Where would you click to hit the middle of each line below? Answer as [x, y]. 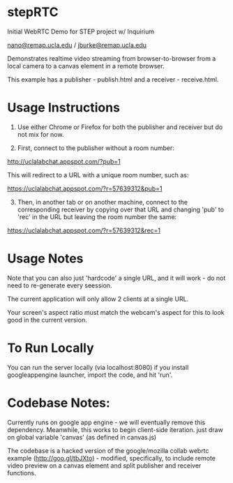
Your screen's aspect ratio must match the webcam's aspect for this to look [116, 312]
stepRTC [33, 12]
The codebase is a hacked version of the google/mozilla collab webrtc [108, 450]
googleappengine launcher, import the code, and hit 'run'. [90, 375]
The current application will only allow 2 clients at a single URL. [98, 299]
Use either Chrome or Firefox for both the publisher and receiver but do [120, 127]
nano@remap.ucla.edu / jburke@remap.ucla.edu [77, 45]
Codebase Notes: [59, 403]
